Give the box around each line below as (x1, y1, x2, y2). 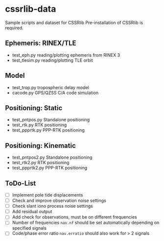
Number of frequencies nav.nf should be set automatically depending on (12, 219, 160, 226)
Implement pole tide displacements (12, 192, 83, 198)
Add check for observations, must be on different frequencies (12, 214, 137, 220)
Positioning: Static (5, 104, 63, 112)
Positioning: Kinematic (5, 141, 76, 150)
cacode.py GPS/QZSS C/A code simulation (12, 90, 99, 96)
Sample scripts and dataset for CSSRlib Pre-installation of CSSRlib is (5, 20, 143, 25)
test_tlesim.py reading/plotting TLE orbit (12, 57, 93, 63)
